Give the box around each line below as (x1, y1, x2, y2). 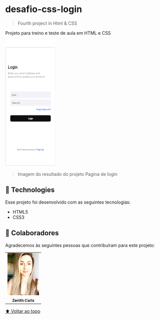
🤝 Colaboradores (5, 229, 59, 237)
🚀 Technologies (5, 185, 55, 195)
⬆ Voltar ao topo (5, 308, 41, 314)
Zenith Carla (12, 298, 35, 303)
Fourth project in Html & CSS (17, 20, 77, 26)
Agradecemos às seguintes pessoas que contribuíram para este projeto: (5, 242, 155, 248)
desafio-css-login (5, 4, 82, 15)
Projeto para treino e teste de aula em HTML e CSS (5, 30, 111, 36)
